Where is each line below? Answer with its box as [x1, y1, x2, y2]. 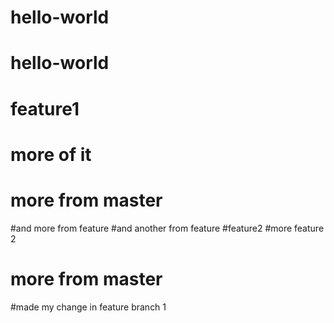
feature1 [10, 97, 80, 120]
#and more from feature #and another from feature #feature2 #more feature [10, 222, 325, 234]
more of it [10, 143, 92, 166]
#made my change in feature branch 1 [10, 301, 167, 313]
